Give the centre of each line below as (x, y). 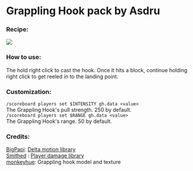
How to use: (24, 57)
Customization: (29, 92)
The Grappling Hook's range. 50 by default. (59, 121)
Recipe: (17, 30)
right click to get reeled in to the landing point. (62, 76)
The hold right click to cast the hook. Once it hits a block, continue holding (97, 70)
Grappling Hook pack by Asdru (83, 11)
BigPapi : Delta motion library (41, 150)
